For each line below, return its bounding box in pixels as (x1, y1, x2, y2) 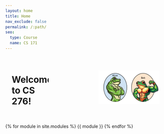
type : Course (10, 35, 38, 40)
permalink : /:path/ (5, 24, 47, 30)
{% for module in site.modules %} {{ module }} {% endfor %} (5, 123, 133, 129)
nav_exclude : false (5, 19, 47, 24)
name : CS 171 (10, 41, 38, 46)
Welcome (12, 74, 52, 86)
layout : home (5, 8, 33, 13)
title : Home (5, 13, 31, 19)
